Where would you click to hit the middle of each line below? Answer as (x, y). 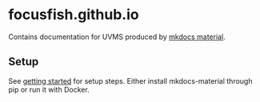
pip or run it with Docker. (49, 89)
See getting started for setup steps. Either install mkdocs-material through (130, 80)
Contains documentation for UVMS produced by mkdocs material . (117, 37)
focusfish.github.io (74, 15)
